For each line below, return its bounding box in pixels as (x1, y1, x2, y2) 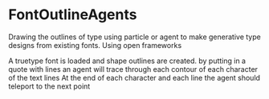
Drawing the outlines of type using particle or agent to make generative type (8, 32, 261, 42)
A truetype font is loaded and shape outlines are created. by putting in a (8, 56, 247, 65)
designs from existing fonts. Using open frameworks (8, 40, 182, 49)
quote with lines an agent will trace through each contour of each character (8, 64, 259, 73)
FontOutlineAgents (8, 6, 137, 24)
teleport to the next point (8, 81, 91, 91)
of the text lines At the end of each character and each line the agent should (8, 73, 261, 82)
